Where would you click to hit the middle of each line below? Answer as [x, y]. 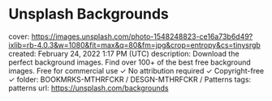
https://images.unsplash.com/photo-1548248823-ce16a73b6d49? [142, 36]
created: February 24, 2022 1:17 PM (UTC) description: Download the [124, 53]
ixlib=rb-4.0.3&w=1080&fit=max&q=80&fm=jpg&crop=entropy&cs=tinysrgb [135, 44]
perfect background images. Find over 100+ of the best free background [130, 62]
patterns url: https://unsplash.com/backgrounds [89, 88]
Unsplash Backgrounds [89, 14]
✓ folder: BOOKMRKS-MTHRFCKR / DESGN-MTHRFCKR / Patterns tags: [130, 79]
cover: [19, 36]
